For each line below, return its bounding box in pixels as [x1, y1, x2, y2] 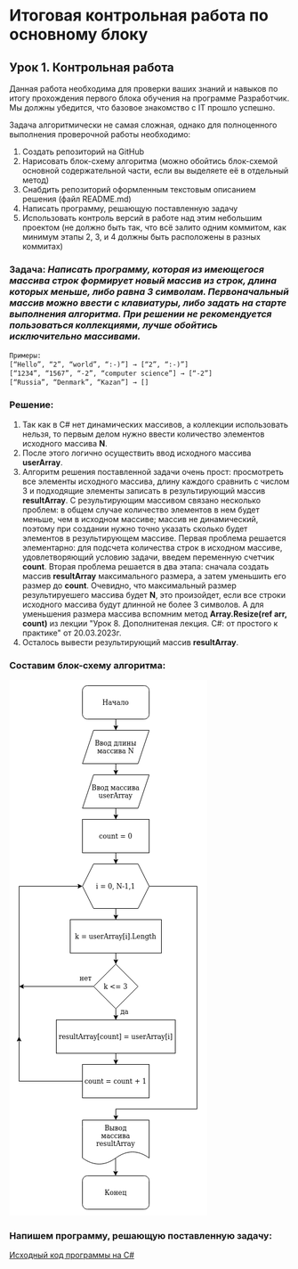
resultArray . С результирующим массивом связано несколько [21, 495, 261, 505]
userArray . [21, 456, 63, 468]
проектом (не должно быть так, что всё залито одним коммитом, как [21, 222, 287, 233]
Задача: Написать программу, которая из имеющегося [9, 263, 264, 275]
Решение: [9, 398, 54, 411]
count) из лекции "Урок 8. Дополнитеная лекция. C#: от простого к [21, 618, 278, 628]
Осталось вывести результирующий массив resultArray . [21, 636, 239, 647]
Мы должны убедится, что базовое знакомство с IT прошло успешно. [9, 102, 276, 112]
